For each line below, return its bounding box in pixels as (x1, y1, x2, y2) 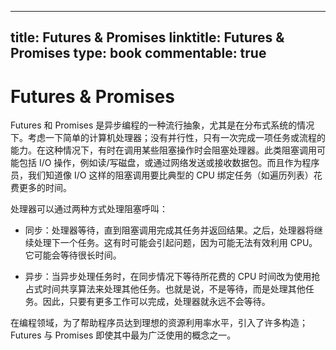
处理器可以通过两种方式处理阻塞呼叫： (10, 203, 168, 215)
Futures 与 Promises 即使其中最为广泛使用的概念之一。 (10, 329, 237, 341)
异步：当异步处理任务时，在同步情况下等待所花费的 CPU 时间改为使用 (24, 271, 312, 283)
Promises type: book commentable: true (10, 45, 267, 62)
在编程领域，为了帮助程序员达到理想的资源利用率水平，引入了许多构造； (10, 317, 308, 329)
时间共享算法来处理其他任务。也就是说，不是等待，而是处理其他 (42, 283, 306, 295)
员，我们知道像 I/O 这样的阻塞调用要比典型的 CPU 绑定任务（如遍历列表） (10, 169, 314, 181)
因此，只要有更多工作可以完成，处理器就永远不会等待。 (42, 296, 271, 308)
